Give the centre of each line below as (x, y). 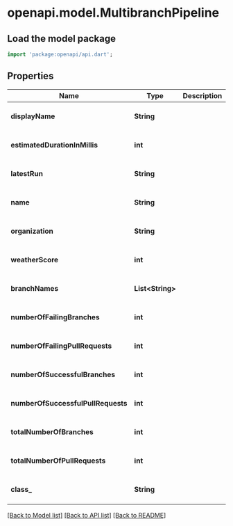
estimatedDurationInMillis (54, 145)
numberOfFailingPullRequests (61, 346)
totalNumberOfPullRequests (58, 461)
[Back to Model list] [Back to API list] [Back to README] (87, 515)
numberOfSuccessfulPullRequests (69, 403)
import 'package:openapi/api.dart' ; (60, 54)
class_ (21, 489)
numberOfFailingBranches (55, 317)
